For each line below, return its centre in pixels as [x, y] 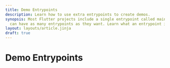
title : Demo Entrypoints [31, 10]
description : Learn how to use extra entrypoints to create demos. [78, 14]
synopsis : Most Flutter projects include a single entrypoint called [80, 19]
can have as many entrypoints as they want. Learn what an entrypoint [86, 24]
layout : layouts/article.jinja [38, 28]
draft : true [18, 33]
